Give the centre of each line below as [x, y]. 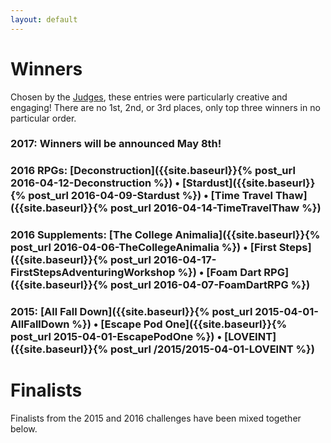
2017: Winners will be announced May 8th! [116, 144]
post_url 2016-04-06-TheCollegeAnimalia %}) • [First [143, 248]
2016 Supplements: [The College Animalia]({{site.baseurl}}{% [165, 235]
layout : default [44, 19]
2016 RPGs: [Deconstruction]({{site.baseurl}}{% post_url [153, 171]
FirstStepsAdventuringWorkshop [93, 273]
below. [24, 429]
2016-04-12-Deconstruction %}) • [95, 183]
